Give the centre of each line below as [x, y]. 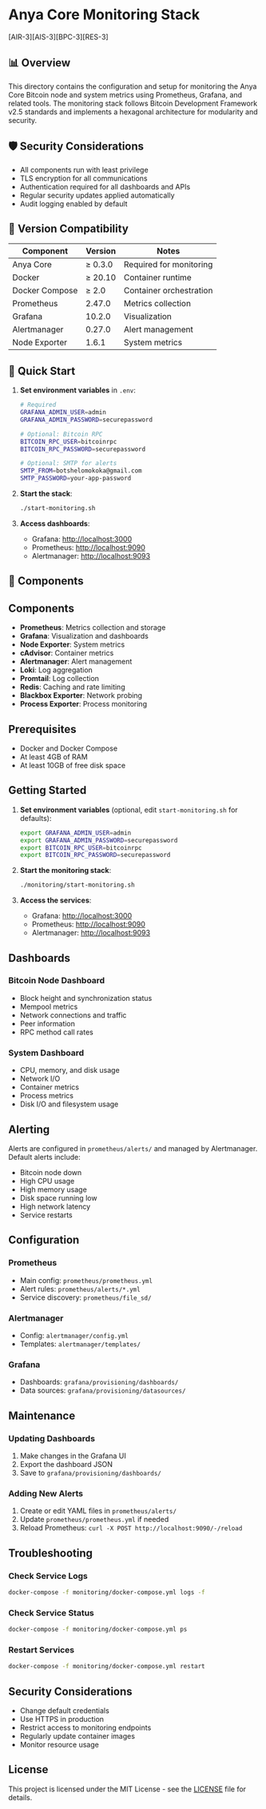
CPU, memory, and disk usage [69, 1070]
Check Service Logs [48, 1576]
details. [20, 1797]
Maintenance [42, 1415]
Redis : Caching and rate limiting [72, 687]
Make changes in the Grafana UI [73, 1456]
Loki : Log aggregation [56, 670]
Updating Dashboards [52, 1438]
